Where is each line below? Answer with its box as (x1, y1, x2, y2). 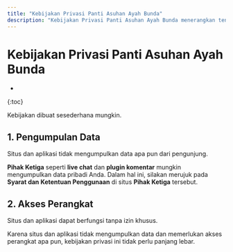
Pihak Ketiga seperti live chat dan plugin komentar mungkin (7, 163, 182, 171)
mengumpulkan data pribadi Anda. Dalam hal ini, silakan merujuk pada (7, 171, 208, 179)
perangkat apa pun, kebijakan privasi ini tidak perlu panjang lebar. (7, 237, 196, 246)
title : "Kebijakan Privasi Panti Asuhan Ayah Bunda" (7, 10, 163, 17)
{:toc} (7, 98, 24, 106)
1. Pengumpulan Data (7, 131, 101, 143)
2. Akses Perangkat (7, 198, 94, 210)
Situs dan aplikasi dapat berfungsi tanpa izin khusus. (7, 217, 158, 225)
